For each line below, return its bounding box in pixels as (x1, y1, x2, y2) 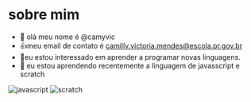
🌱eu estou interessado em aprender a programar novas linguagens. (19, 52, 241, 61)
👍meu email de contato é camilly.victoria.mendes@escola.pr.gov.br (19, 41, 243, 50)
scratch (19, 69, 45, 79)
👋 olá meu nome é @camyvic (19, 32, 115, 41)
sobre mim (8, 6, 80, 24)
